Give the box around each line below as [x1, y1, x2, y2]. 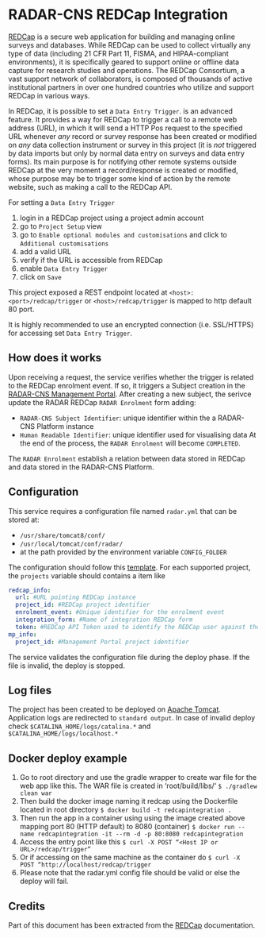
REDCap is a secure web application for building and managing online [8, 32, 236, 41]
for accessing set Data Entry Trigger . [8, 328, 133, 338]
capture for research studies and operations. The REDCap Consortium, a [8, 65, 245, 75]
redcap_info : [8, 586, 51, 594]
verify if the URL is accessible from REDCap [19, 255, 164, 264]
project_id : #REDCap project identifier [15, 601, 150, 609]
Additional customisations [19, 240, 109, 248]
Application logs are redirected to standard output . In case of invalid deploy [8, 713, 256, 723]
